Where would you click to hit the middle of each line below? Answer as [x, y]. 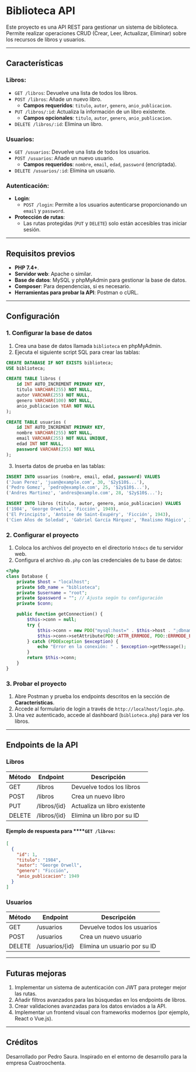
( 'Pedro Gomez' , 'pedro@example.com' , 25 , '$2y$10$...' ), [78, 487]
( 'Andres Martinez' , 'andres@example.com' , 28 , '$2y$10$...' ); [85, 493]
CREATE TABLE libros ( [34, 379]
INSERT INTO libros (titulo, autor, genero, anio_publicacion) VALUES [94, 504]
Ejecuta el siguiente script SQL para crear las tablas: [77, 352]
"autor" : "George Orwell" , [49, 865]
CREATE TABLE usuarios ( [36, 422]
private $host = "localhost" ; [53, 582]
